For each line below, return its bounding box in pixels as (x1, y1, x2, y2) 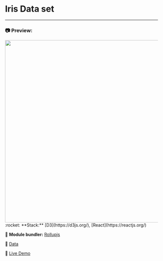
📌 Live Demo (5, 250, 31, 256)
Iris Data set (5, 3, 54, 15)
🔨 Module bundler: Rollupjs (5, 232, 60, 238)
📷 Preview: (5, 27, 33, 34)
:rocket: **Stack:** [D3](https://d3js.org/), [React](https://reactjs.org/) (5, 222, 147, 228)
